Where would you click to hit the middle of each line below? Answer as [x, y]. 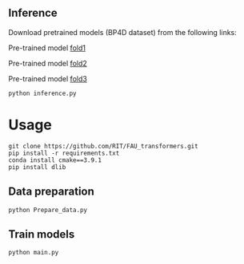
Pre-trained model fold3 [48, 78]
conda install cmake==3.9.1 [55, 160]
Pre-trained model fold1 [47, 48]
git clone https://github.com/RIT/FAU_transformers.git [103, 146]
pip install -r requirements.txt [64, 153]
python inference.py [43, 93]
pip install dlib [37, 167]
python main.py [34, 253]
